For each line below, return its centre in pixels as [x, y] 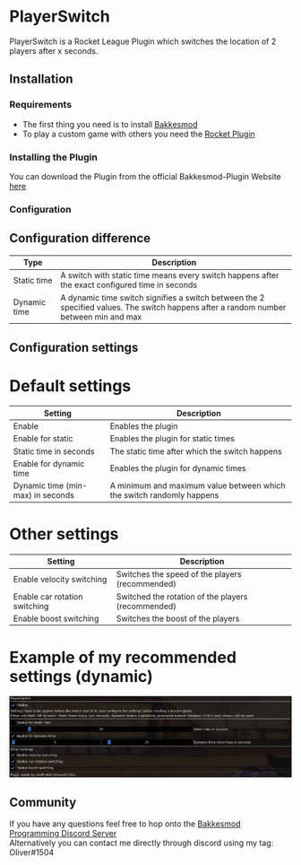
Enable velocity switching [60, 579]
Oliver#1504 [32, 852]
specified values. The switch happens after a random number [173, 307]
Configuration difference [80, 238]
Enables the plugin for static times [172, 439]
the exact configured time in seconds [129, 285]
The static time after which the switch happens [196, 451]
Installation [41, 79]
